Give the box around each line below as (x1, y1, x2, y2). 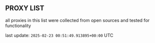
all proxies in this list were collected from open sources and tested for (5, 17, 150, 23)
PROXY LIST (5, 4, 44, 12)
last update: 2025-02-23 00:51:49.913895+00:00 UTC (5, 32, 114, 38)
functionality (5, 22, 31, 28)
